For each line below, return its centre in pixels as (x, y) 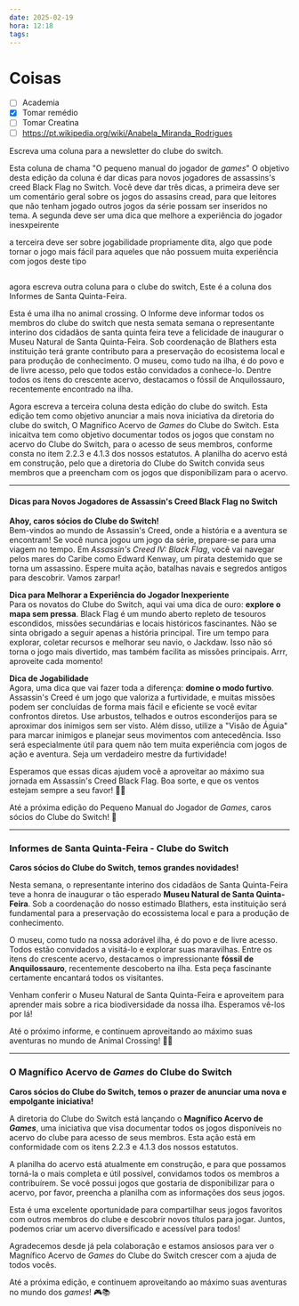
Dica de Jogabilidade (49, 678)
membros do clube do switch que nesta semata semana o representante (142, 322)
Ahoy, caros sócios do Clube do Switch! (85, 521)
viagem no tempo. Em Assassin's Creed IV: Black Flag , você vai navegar (142, 549)
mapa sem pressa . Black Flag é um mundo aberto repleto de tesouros (138, 614)
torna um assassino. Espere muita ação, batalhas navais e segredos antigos (148, 568)
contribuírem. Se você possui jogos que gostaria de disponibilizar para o (142, 1183)
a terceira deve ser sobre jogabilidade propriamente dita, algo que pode (141, 242)
